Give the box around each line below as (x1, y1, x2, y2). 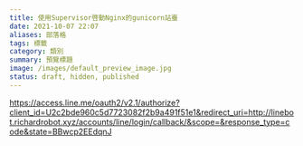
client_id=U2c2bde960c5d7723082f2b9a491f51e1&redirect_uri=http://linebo (9, 106, 294, 118)
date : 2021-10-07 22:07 (9, 22, 99, 31)
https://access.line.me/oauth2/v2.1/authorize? (9, 97, 181, 108)
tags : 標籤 (9, 38, 48, 48)
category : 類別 (9, 47, 64, 56)
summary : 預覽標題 (9, 55, 74, 64)
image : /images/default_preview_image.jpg (9, 64, 172, 73)
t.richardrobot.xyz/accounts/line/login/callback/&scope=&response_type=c (9, 116, 290, 127)
